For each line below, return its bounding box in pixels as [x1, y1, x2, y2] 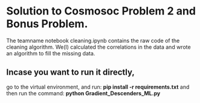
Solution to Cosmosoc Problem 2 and [6, 4, 196, 18]
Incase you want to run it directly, [6, 67, 135, 78]
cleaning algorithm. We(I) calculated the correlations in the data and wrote [6, 43, 192, 51]
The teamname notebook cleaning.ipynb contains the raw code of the [6, 37, 180, 44]
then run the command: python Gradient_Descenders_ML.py [6, 89, 161, 97]
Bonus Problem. [6, 17, 88, 31]
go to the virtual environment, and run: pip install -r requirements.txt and [6, 83, 190, 90]
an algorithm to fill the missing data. [6, 49, 95, 57]
